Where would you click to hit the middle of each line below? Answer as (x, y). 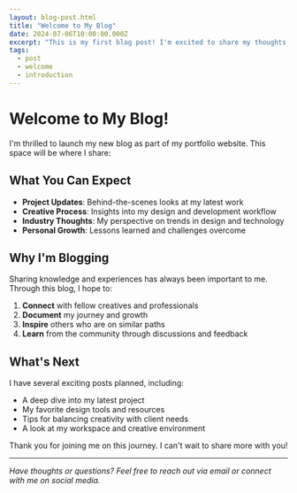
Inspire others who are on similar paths (93, 325)
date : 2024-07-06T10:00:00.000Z (69, 34)
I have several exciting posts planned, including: (96, 383)
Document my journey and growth (85, 315)
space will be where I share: (60, 152)
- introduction (45, 75)
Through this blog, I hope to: (61, 289)
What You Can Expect (70, 181)
